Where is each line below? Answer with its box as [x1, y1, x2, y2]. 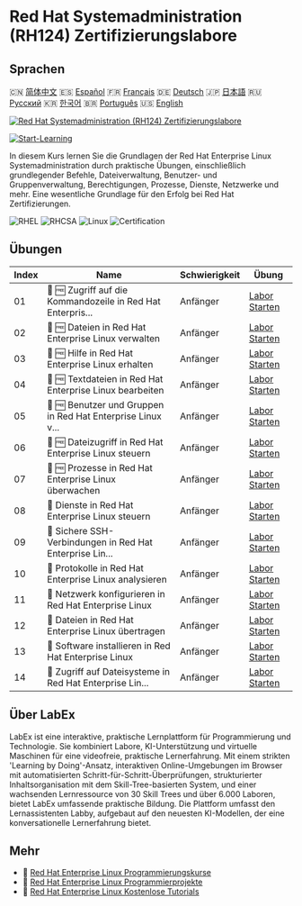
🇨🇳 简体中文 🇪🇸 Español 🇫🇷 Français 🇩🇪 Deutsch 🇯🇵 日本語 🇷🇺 [9, 86, 262, 96]
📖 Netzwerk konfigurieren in [47, 587, 165, 600]
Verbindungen [47, 536, 108, 548]
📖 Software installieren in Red [47, 639, 171, 652]
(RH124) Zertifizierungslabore [9, 25, 238, 46]
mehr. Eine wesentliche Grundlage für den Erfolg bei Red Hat [9, 189, 235, 199]
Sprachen [9, 61, 66, 77]
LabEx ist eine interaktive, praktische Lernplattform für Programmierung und [9, 731, 292, 742]
